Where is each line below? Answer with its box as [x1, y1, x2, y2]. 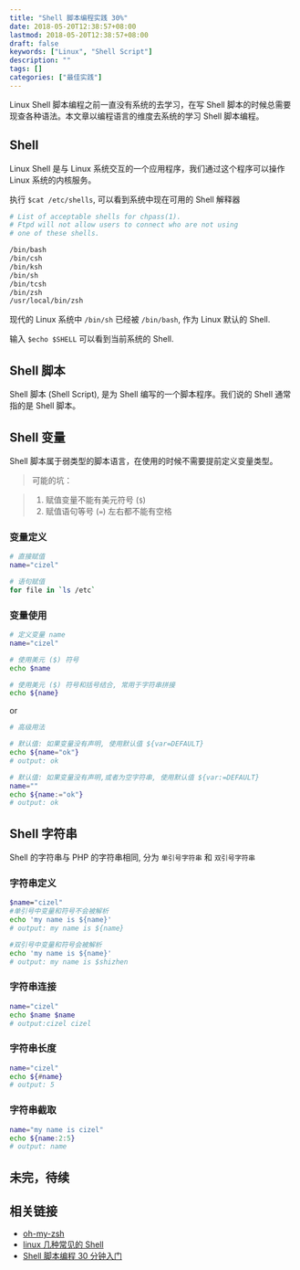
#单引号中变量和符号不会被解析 [9, 906, 109, 916]
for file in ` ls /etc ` [9, 586, 96, 595]
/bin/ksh [9, 262, 43, 271]
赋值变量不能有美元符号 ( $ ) [45, 494, 146, 505]
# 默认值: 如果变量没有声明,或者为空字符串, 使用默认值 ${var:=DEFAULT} [9, 773, 260, 782]
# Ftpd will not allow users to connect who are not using [9, 220, 239, 229]
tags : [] [9, 65, 43, 74]
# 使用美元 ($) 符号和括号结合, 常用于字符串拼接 [9, 680, 176, 690]
